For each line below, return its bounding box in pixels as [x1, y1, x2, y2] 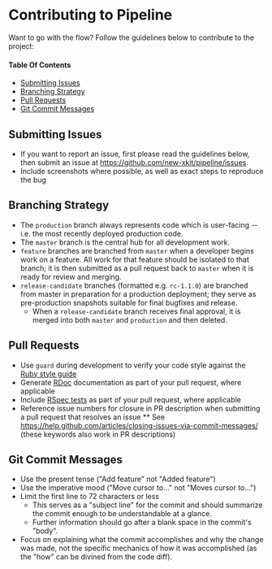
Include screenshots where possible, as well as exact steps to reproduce [19, 166, 264, 176]
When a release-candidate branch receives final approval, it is [32, 306, 241, 316]
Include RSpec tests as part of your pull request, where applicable [19, 394, 242, 404]
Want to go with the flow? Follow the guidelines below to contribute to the [8, 33, 254, 42]
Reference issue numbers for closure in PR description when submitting [19, 403, 261, 413]
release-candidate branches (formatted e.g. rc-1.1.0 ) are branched [19, 280, 248, 290]
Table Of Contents [8, 59, 71, 70]
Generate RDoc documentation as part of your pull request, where [19, 377, 242, 387]
